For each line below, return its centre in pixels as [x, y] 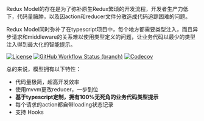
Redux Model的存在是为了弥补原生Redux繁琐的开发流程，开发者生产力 [95, 9]
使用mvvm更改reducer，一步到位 [57, 89]
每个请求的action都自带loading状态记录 [64, 104]
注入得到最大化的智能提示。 [41, 44]
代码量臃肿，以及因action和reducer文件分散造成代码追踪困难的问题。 [104, 16]
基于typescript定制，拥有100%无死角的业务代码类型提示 [87, 97]
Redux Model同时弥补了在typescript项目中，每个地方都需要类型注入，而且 [100, 29]
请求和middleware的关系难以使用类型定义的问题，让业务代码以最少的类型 [104, 37]
